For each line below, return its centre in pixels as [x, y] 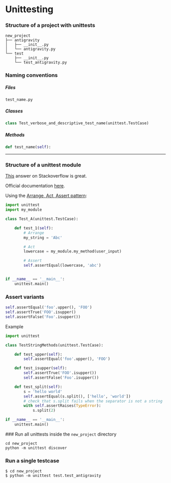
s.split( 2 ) [44, 411]
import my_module [24, 210]
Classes [14, 111]
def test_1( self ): [34, 228]
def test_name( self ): [28, 147]
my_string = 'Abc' [43, 238]
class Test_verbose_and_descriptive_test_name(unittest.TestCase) [77, 123]
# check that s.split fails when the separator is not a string [93, 401]
